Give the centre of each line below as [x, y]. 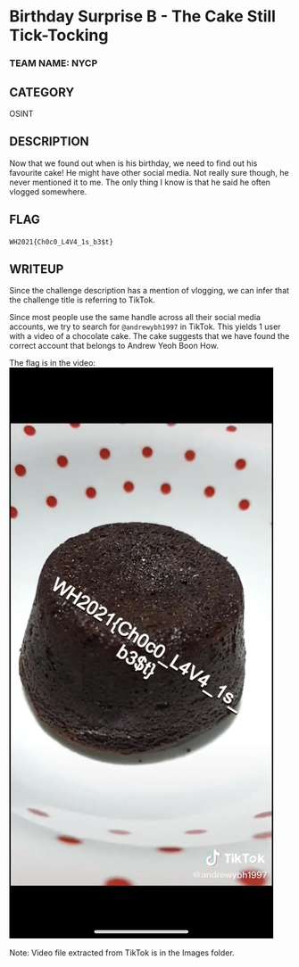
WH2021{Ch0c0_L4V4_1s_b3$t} [62, 242]
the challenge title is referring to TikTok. [83, 300]
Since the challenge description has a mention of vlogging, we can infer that [149, 291]
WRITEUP [37, 269]
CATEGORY [42, 92]
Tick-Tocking [59, 35]
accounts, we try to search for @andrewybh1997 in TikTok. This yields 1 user [145, 326]
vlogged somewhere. [48, 191]
